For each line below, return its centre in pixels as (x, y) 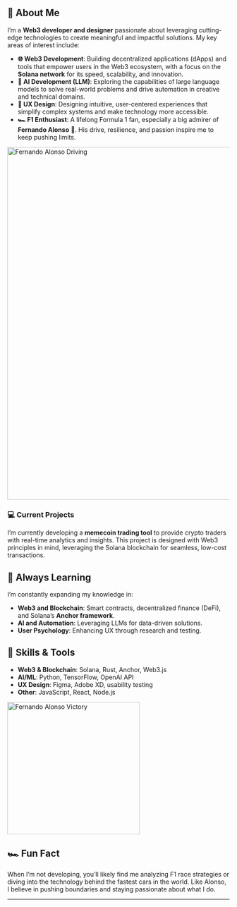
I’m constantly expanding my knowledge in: (71, 594)
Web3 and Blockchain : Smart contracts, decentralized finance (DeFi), (119, 608)
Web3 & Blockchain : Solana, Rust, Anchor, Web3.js (92, 669)
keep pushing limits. (47, 137)
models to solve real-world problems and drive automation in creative (119, 89)
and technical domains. (51, 97)
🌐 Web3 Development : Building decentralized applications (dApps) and (122, 59)
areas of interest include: (43, 45)
